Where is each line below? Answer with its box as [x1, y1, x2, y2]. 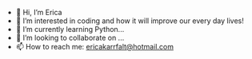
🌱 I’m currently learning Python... [15, 25, 125, 33]
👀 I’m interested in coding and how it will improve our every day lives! [15, 16, 244, 26]
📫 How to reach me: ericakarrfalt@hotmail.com [15, 42, 174, 51]
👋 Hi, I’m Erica [15, 8, 62, 17]
